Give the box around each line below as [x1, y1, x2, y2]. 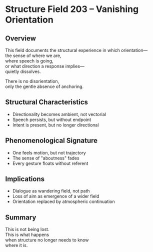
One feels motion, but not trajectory [12, 149, 86, 155]
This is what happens [5, 231, 49, 238]
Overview [5, 34, 36, 42]
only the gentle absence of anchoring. [5, 83, 84, 89]
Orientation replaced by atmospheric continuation [12, 198, 115, 204]
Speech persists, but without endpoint [12, 116, 91, 122]
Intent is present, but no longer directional [12, 121, 99, 128]
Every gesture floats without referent [12, 160, 88, 166]
